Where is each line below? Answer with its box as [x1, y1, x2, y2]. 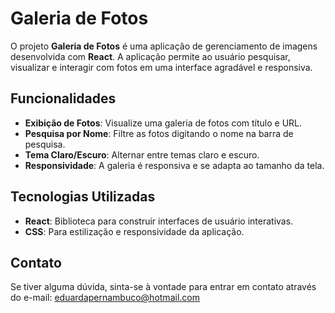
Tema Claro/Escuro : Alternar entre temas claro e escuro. [24, 148, 260, 161]
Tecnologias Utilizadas [10, 188, 156, 206]
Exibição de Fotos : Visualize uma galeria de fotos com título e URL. [24, 117, 303, 129]
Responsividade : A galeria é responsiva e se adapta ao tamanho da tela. [24, 159, 325, 171]
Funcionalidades [10, 90, 117, 107]
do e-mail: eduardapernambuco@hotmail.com [10, 292, 200, 304]
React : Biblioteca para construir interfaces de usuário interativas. [24, 215, 294, 227]
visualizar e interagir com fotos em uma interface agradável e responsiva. [10, 61, 313, 73]
